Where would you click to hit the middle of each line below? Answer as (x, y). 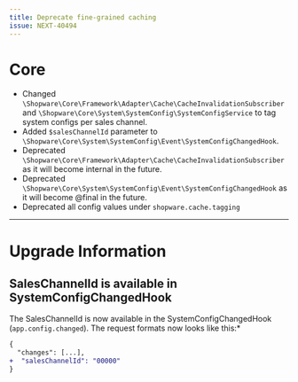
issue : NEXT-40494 (43, 26)
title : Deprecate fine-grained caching (83, 17)
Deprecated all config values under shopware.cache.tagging (131, 207)
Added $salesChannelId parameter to (90, 132)
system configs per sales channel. (85, 122)
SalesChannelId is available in (93, 284)
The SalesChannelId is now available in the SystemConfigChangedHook (141, 319)
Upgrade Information (88, 251)
